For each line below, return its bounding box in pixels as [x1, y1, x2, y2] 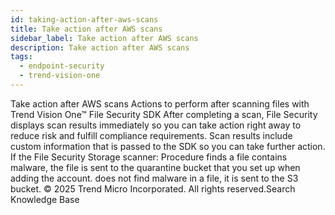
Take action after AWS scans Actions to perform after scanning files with [10, 97, 310, 110]
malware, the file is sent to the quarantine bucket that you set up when [10, 161, 301, 173]
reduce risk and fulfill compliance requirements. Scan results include [10, 129, 293, 141]
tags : [10, 52, 33, 62]
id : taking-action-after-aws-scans [10, 14, 159, 25]
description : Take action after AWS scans [10, 42, 190, 53]
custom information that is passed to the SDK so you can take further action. [10, 140, 326, 152]
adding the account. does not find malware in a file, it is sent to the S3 [10, 172, 299, 184]
